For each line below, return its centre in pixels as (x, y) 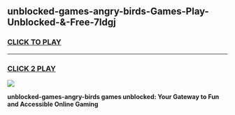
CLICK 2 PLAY (31, 68)
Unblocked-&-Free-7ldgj (62, 23)
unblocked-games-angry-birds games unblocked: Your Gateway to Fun (113, 96)
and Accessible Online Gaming (53, 104)
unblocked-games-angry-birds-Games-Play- (108, 11)
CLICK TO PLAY (34, 43)
